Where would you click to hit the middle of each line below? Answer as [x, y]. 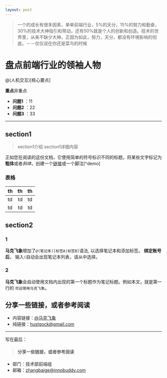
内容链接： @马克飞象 [34, 318]
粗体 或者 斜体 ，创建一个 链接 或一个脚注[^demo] [53, 164]
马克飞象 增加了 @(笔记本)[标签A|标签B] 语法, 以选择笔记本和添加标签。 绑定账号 [83, 251]
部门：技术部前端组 [32, 364]
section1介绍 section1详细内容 [48, 147]
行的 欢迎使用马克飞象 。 [27, 288]
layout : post [19, 10]
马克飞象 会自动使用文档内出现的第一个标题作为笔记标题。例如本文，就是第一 [83, 281]
